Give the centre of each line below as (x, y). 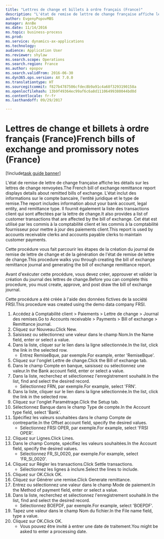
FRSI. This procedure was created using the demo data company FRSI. (76, 304)
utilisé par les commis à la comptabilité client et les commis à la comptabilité (82, 224)
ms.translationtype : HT (30, 82)
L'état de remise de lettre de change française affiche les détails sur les (77, 183)
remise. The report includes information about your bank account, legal (76, 203)
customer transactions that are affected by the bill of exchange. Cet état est (81, 219)
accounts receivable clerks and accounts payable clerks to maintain (74, 235)
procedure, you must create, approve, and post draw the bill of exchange (79, 285)
